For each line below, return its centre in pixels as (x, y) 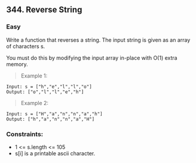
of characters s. (26, 46)
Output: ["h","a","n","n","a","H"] (50, 119)
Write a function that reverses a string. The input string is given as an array (98, 40)
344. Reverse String (44, 10)
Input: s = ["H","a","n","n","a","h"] (54, 114)
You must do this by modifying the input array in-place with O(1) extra (92, 58)
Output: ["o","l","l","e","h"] (45, 92)
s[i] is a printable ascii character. (55, 153)
